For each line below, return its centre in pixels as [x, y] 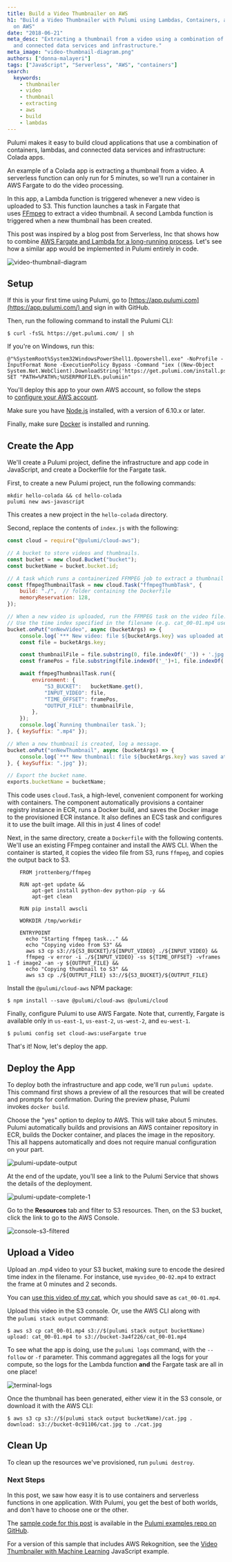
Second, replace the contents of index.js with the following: [93, 528]
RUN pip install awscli [54, 909]
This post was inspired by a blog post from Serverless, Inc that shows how [113, 234]
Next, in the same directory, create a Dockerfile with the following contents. [115, 838]
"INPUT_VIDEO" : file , [75, 693]
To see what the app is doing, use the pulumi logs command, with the [106, 1349]
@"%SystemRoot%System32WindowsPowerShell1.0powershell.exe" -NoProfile [112, 359]
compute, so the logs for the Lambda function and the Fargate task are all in [115, 1364]
